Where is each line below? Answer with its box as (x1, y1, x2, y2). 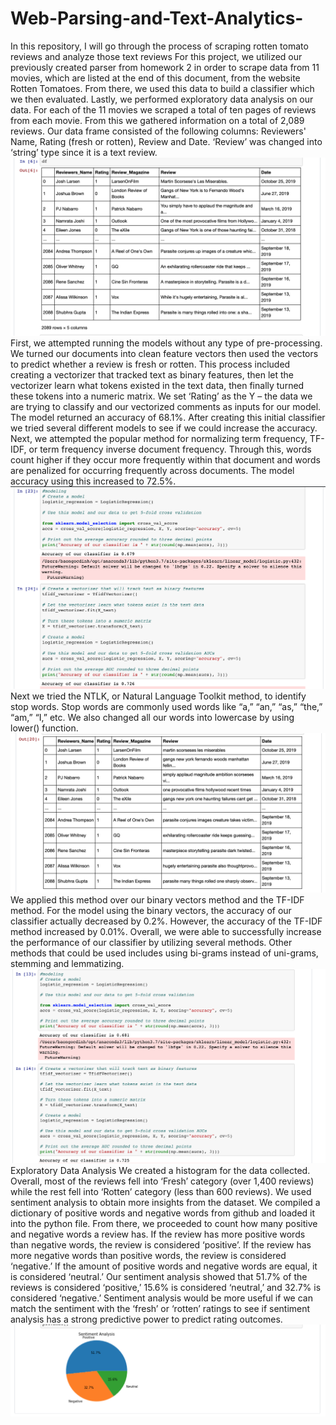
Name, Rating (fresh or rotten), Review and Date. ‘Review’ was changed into (10, 135, 323, 147)
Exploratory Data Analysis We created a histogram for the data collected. (10, 1164, 311, 1176)
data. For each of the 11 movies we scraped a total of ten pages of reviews (10, 103, 317, 116)
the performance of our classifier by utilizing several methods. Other (10, 937, 293, 949)
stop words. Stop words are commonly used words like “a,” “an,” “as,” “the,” (10, 701, 323, 713)
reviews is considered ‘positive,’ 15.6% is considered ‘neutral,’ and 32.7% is (10, 1281, 322, 1293)
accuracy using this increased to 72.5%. (10, 475, 177, 487)
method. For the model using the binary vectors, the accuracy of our (10, 905, 292, 917)
